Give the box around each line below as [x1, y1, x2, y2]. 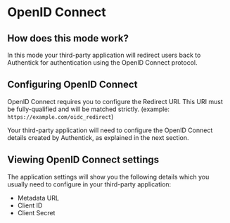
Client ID [17, 201, 43, 210]
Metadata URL [17, 193, 60, 202]
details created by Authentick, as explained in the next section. [7, 133, 189, 141]
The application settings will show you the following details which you [7, 172, 210, 181]
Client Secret [17, 208, 56, 217]
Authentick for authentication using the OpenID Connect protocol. [7, 58, 198, 67]
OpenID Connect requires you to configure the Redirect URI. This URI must [7, 97, 223, 106]
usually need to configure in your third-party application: [7, 180, 172, 189]
